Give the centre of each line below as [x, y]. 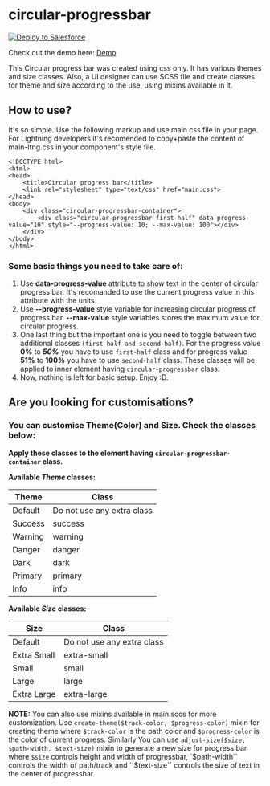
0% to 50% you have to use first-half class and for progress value [133, 352]
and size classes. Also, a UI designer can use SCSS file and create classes [132, 76]
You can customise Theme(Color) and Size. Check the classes [132, 426]
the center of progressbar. [52, 773]
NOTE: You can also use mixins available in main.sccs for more [112, 714]
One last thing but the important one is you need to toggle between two [138, 335]
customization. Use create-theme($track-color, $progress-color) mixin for [134, 722]
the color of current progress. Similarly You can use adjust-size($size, [127, 739]
